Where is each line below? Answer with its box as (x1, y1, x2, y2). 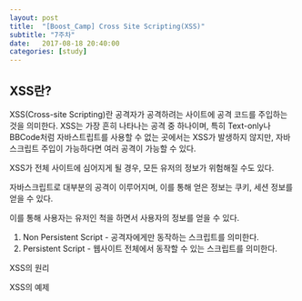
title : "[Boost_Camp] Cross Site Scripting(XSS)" (9, 22, 206, 31)
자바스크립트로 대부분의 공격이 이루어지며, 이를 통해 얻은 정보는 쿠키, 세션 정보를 (9, 181, 294, 192)
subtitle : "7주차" (9, 30, 75, 39)
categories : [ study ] (9, 47, 88, 56)
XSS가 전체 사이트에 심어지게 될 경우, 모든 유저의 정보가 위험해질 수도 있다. (9, 162, 275, 173)
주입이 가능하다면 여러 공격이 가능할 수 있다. (40, 143, 196, 154)
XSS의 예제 (9, 281, 50, 292)
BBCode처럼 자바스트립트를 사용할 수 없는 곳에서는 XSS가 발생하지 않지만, (9, 131, 275, 142)
